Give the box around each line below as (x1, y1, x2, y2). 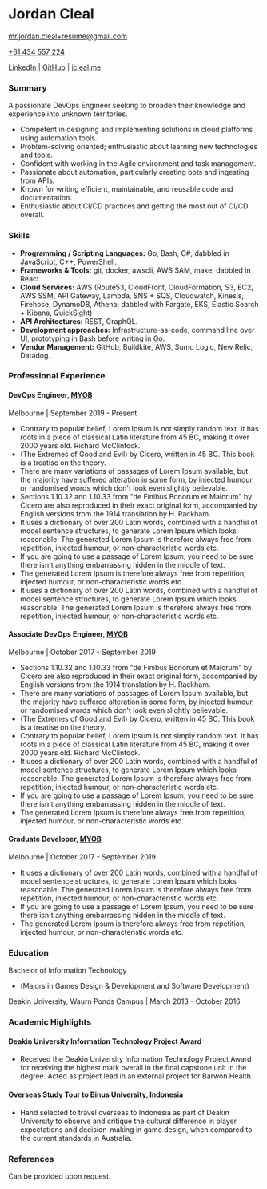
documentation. (19, 193, 72, 203)
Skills (8, 230, 30, 241)
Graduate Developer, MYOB (8, 835, 102, 844)
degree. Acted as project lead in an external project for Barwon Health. (19, 1071, 253, 1081)
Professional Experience (8, 370, 106, 382)
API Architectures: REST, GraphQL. (19, 316, 138, 326)
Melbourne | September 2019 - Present (8, 408, 137, 418)
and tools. (19, 150, 54, 160)
